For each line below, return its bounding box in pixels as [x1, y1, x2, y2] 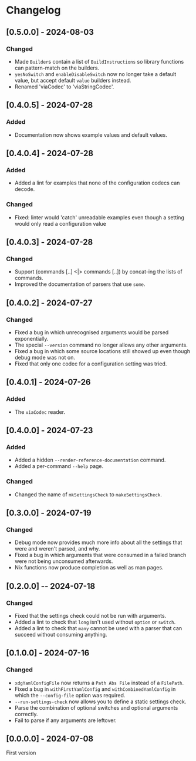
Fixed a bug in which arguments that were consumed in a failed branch [14, 552, 187, 559]
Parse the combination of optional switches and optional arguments [14, 704, 178, 711]
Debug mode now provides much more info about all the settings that [14, 539, 183, 546]
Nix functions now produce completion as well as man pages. [14, 564, 164, 571]
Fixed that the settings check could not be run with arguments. [14, 612, 167, 619]
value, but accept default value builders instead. [14, 77, 131, 84]
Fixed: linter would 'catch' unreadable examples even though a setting [14, 213, 185, 221]
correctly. [14, 710, 38, 717]
